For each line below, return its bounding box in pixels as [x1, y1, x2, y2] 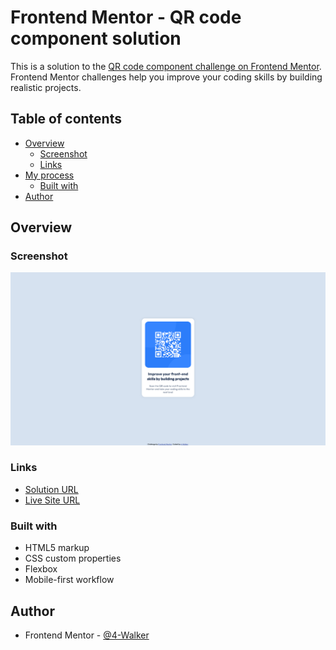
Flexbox [24, 563, 58, 575]
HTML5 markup [24, 542, 90, 554]
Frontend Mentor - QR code [10, 6, 242, 29]
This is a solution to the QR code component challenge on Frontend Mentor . [10, 60, 322, 72]
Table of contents [10, 111, 122, 128]
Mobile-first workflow [24, 574, 115, 586]
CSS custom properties [24, 552, 122, 565]
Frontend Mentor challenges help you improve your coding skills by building [10, 71, 323, 83]
